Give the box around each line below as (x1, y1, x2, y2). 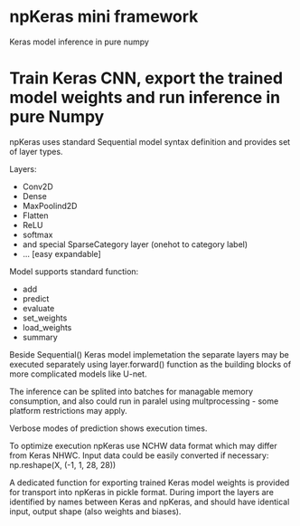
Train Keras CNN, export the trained (9, 68, 283, 89)
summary (22, 331, 59, 342)
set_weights (22, 312, 68, 323)
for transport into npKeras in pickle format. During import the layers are (9, 486, 274, 497)
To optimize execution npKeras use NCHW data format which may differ (9, 440, 277, 451)
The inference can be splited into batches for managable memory (9, 386, 254, 397)
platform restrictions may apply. (9, 405, 128, 416)
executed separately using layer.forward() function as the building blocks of (9, 359, 292, 369)
